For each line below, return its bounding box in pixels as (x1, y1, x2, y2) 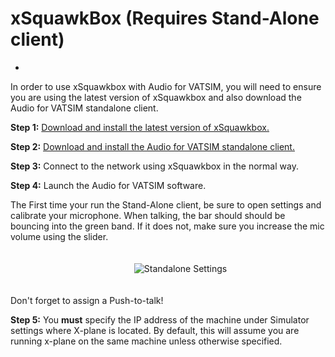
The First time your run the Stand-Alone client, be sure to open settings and (10, 198, 322, 211)
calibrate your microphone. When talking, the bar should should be (10, 209, 286, 221)
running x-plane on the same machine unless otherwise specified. (10, 335, 283, 347)
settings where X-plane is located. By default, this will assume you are (10, 324, 300, 336)
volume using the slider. (10, 230, 109, 242)
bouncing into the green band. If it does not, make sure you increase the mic (10, 220, 325, 232)
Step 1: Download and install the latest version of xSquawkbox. (10, 121, 270, 133)
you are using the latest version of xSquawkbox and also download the (10, 91, 302, 103)
